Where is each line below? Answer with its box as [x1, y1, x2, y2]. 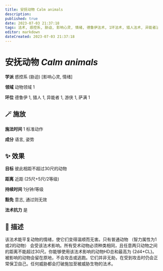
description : [5, 12, 32, 17]
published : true [5, 16, 38, 21]
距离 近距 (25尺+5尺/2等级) [5, 176, 60, 182]
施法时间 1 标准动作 [5, 126, 44, 132]
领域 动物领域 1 [5, 84, 35, 90]
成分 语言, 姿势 [5, 136, 34, 142]
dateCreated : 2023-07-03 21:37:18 [5, 35, 75, 39]
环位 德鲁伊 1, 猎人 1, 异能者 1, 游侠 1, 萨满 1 [5, 94, 90, 100]
